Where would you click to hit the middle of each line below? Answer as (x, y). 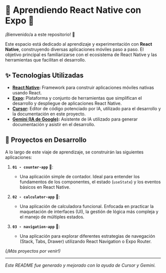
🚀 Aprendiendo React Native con (73, 10)
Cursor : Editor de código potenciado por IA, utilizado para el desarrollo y (86, 108)
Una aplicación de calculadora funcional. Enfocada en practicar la (87, 206)
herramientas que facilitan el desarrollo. (46, 60)
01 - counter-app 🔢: (33, 167)
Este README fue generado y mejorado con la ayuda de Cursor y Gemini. (81, 265)
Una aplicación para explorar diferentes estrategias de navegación (87, 236)
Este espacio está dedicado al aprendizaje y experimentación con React (79, 44)
